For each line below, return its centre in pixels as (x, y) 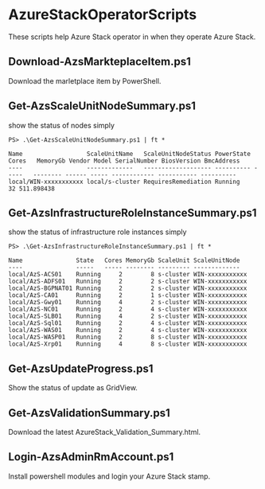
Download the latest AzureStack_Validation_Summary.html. (105, 432)
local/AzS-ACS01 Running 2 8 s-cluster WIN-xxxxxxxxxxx (128, 275)
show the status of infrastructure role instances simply (97, 232)
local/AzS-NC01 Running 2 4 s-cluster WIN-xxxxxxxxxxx (128, 309)
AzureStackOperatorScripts (103, 15)
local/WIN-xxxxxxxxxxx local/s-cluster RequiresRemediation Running (124, 182)
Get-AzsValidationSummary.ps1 (90, 413)
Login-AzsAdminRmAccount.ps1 (91, 457)
